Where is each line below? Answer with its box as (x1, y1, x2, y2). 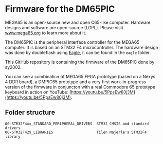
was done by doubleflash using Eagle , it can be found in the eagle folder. (5, 50, 151, 55)
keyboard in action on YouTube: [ (5, 89, 72, 95)
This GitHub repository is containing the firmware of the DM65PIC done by (5, 59, 155, 65)
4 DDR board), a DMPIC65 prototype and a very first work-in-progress (5, 79, 146, 85)
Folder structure (5, 108, 55, 117)
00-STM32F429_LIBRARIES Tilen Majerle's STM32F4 (5, 130, 147, 135)
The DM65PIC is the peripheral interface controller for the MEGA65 (5, 39, 140, 45)
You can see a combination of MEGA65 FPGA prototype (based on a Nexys (5, 73, 156, 79)
